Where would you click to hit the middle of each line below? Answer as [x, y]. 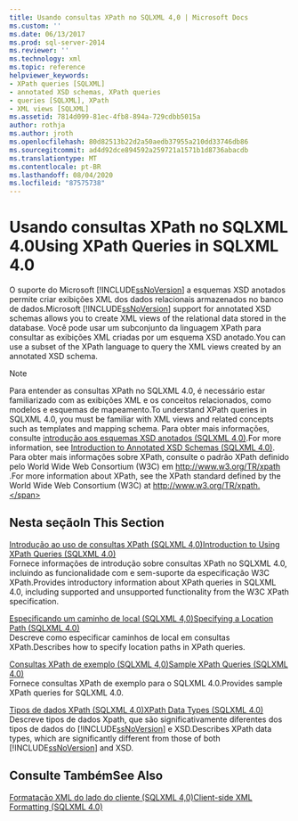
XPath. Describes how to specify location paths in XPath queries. [128, 646]
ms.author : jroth [41, 134]
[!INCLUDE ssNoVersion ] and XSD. [71, 747]
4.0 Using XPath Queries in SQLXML [144, 246]
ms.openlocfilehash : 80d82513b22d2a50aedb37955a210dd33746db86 [129, 142]
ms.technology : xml [45, 59]
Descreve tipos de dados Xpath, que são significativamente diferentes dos [146, 719]
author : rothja [37, 126]
